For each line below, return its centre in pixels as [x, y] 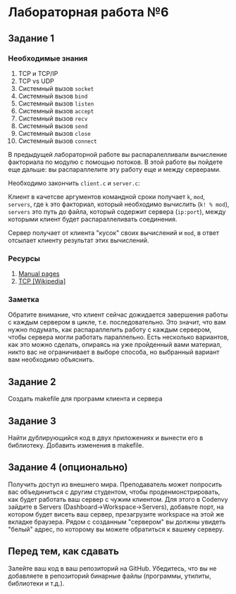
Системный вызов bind [53, 96]
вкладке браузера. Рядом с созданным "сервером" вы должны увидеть [117, 522]
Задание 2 [32, 382]
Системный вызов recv [53, 118]
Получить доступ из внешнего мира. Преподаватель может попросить [115, 484]
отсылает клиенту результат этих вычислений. [79, 240]
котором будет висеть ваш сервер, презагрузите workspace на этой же [116, 514]
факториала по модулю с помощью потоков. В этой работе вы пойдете [116, 162]
